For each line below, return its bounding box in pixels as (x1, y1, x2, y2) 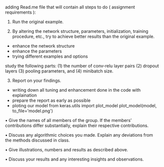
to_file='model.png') (12, 108, 53, 114)
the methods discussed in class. (5, 137, 70, 143)
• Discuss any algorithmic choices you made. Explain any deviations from (5, 132, 153, 138)
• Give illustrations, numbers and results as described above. (5, 147, 128, 152)
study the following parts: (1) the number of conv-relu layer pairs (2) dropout (5, 63, 159, 69)
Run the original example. (12, 19, 64, 24)
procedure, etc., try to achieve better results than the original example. (12, 34, 155, 39)
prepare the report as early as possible (12, 97, 91, 103)
